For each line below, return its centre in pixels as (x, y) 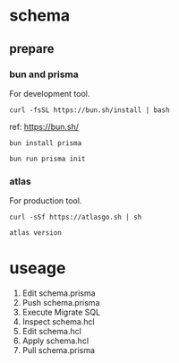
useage (38, 268)
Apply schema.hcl (55, 341)
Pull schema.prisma (59, 350)
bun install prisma (46, 143)
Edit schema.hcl (52, 332)
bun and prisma (44, 74)
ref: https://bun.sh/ (44, 126)
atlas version (36, 233)
